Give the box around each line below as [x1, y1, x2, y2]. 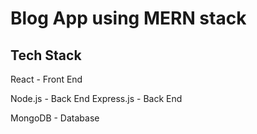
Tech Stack [10, 47, 82, 64]
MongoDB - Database [10, 112, 100, 124]
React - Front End [10, 73, 83, 85]
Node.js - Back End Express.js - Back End [10, 93, 183, 104]
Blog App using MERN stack [10, 7, 247, 30]
